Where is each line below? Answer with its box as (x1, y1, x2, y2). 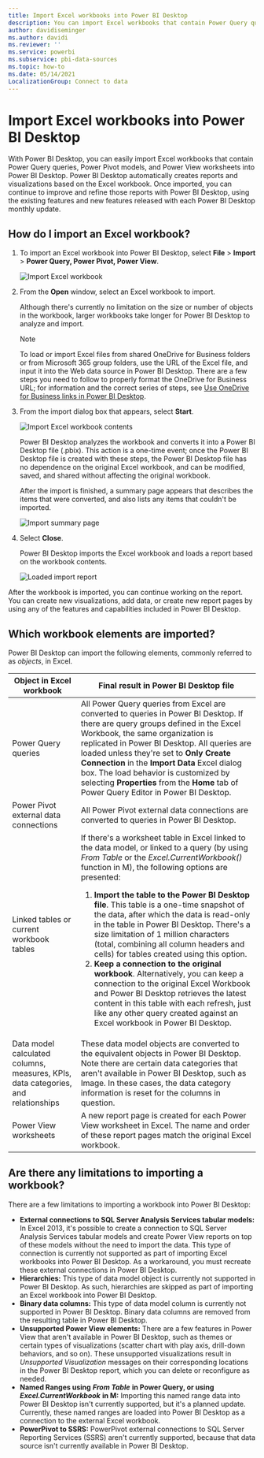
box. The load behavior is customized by (80, 768, 230, 779)
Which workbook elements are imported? (8, 627, 215, 641)
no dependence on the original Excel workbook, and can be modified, (19, 463, 245, 472)
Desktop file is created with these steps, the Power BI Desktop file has (19, 454, 247, 463)
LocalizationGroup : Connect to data (8, 77, 128, 85)
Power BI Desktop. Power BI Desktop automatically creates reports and (8, 171, 238, 180)
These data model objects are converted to (80, 1038, 240, 1049)
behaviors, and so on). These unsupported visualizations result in (19, 1348, 232, 1358)
